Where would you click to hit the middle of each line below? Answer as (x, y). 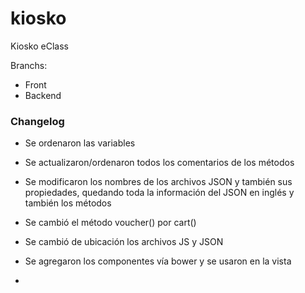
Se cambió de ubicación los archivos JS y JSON (124, 242)
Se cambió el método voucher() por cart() (110, 223)
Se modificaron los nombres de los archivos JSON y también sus (158, 182)
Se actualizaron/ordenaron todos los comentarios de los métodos (159, 163)
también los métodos (68, 203)
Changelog (37, 121)
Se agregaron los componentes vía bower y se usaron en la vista (158, 261)
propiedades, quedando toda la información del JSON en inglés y (159, 193)
